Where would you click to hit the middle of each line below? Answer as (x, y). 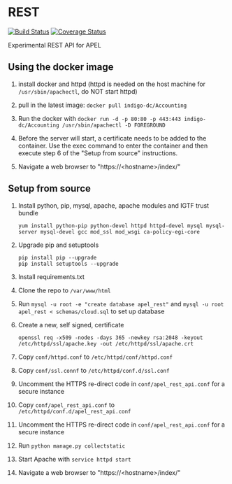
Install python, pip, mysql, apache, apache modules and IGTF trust (113, 205)
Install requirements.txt (51, 276)
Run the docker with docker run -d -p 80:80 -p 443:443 (99, 118)
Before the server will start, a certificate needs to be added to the (112, 138)
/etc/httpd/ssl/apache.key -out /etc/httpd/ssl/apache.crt (106, 343)
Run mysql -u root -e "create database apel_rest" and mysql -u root (121, 304)
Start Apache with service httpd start (74, 459)
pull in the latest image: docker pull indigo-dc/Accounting (102, 105)
